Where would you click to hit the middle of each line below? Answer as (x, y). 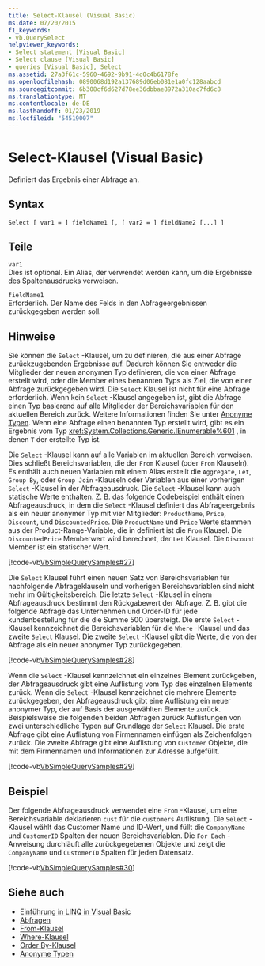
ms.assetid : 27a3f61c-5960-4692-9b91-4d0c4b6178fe (93, 74)
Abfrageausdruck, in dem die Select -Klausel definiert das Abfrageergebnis (132, 505)
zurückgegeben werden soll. (55, 311)
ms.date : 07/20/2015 (42, 23)
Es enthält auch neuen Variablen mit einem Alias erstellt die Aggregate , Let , (130, 472)
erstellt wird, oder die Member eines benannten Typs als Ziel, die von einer (130, 381)
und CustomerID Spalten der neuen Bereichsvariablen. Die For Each (117, 836)
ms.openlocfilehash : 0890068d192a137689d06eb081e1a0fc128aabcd (115, 81)
